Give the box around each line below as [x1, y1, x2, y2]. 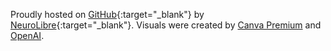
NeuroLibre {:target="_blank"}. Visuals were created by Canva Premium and [10, 19, 322, 31]
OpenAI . [10, 30, 45, 41]
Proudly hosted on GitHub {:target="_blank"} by [10, 9, 205, 20]
